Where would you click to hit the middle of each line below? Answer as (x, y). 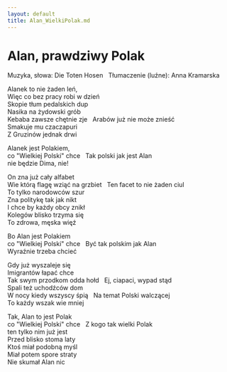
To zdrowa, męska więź (42, 223)
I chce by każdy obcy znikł (46, 208)
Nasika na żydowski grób (44, 112)
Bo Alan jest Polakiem (39, 236)
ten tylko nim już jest (38, 332)
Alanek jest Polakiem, (39, 148)
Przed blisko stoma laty (41, 339)
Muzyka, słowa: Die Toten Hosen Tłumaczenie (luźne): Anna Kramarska (113, 75)
